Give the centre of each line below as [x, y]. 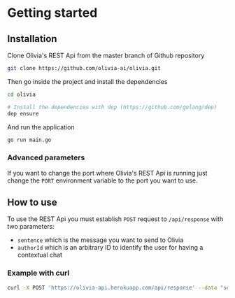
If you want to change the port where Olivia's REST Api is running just [107, 173]
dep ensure [23, 113]
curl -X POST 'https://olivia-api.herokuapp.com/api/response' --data [112, 288]
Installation [32, 39]
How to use [32, 203]
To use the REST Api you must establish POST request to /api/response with [115, 219]
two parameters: [31, 227]
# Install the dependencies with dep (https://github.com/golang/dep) [112, 107]
